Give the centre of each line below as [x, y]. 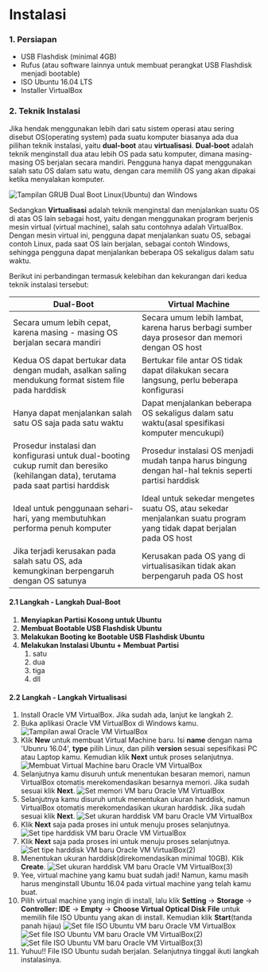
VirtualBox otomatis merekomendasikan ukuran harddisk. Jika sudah [133, 807]
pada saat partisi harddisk [61, 485]
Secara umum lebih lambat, [193, 317]
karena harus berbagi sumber [197, 327]
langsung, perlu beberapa [190, 380]
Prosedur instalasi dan [54, 445]
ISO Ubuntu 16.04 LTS [56, 82]
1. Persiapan [33, 40]
